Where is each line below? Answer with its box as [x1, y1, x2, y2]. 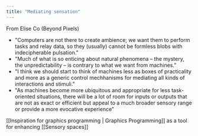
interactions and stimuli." [14, 80, 75, 88]
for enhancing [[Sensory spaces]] [6, 123, 89, 130]
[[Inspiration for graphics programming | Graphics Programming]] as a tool [6, 116, 187, 124]
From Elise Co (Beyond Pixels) [6, 25, 80, 32]
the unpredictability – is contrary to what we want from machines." [14, 61, 177, 69]
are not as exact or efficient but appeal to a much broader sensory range [14, 99, 192, 106]
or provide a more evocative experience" [14, 105, 115, 112]
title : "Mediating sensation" [6, 8, 81, 15]
